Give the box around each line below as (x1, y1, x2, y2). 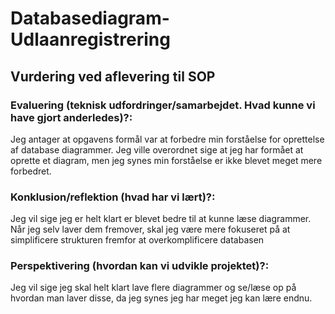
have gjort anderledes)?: (10, 110, 133, 124)
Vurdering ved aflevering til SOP (10, 68, 216, 85)
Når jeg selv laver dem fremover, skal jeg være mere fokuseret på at (10, 223, 291, 236)
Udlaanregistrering (10, 28, 171, 51)
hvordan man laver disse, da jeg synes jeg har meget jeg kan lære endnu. (10, 292, 313, 304)
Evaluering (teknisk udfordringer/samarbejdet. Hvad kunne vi (10, 98, 316, 112)
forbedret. (10, 165, 52, 177)
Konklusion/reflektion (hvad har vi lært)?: (10, 190, 216, 204)
